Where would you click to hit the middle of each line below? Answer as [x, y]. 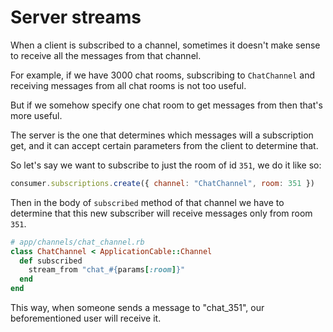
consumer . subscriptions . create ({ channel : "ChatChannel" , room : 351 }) [162, 183]
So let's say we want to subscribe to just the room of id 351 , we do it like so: [166, 165]
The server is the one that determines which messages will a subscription [162, 135]
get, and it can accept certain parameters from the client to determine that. [164, 145]
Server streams [76, 17]
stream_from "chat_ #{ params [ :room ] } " [107, 270]
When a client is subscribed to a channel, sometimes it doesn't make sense [165, 45]
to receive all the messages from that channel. [106, 55]
